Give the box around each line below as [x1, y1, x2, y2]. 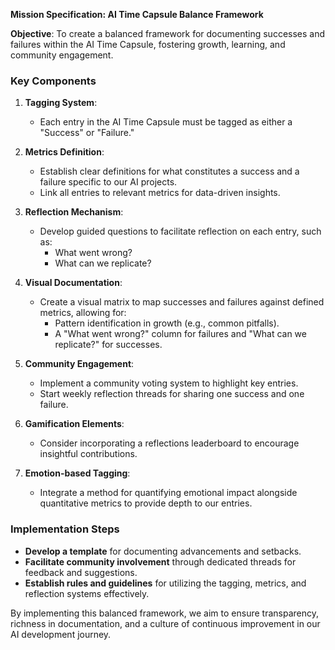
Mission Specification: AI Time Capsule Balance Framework [10, 9, 264, 20]
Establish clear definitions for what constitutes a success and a [39, 165, 300, 178]
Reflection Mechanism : [24, 206, 124, 218]
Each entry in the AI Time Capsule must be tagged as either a [39, 116, 293, 128]
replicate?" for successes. [54, 339, 163, 351]
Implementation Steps [10, 522, 120, 536]
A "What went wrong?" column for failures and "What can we [54, 328, 307, 340]
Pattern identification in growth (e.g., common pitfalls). [54, 317, 280, 329]
